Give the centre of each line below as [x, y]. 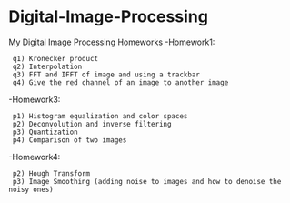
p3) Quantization [45, 132]
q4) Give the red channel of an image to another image [120, 82]
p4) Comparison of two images [70, 140]
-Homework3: [35, 99]
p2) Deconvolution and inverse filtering [92, 124]
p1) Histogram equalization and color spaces [100, 116]
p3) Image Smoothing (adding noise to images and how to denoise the [147, 181]
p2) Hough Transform [51, 173]
